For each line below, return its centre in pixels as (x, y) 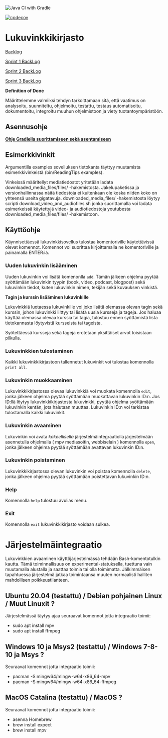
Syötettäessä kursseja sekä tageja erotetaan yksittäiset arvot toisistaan (78, 332)
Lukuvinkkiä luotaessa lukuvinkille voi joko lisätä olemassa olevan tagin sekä (84, 307)
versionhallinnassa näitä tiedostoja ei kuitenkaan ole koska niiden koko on (81, 193)
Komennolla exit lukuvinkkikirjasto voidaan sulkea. (58, 524)
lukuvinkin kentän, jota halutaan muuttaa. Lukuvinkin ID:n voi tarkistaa (77, 407)
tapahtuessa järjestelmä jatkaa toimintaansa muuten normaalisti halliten (79, 575)
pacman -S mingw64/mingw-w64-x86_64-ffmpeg (64, 682)
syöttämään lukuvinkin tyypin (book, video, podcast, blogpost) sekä (75, 282)
